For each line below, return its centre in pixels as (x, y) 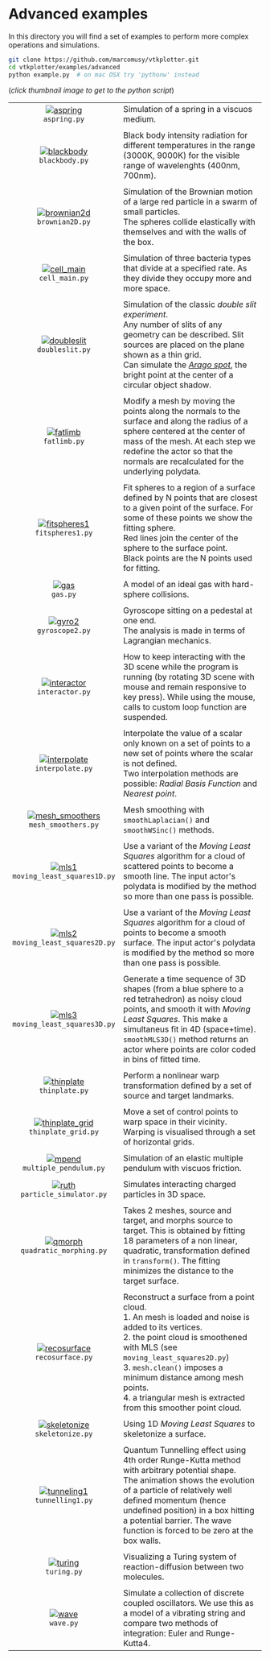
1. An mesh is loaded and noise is (187, 1317)
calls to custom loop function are (185, 707)
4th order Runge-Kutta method (182, 1460)
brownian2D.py (64, 221)
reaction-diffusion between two (184, 1566)
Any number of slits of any (173, 325)
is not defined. (150, 763)
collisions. (170, 594)
